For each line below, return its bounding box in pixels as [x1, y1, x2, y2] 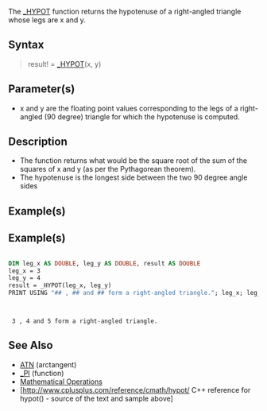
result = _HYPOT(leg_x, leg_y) [8, 281, 112, 289]
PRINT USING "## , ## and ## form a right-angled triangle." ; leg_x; [8, 289, 244, 297]
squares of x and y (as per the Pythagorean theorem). [19, 165, 196, 174]
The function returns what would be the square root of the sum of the [19, 156, 248, 165]
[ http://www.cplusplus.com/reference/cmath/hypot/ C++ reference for [19, 385, 251, 394]
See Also [8, 339, 53, 352]
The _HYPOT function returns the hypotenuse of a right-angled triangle [8, 7, 242, 16]
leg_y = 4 [8, 274, 41, 282]
